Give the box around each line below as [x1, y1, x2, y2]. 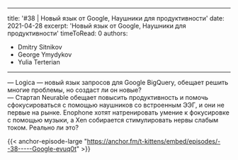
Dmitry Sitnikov [17, 43, 62, 51]
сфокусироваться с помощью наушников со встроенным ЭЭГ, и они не [7, 101, 225, 109]
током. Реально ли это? [7, 123, 79, 132]
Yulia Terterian [17, 58, 60, 66]
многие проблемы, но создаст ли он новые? [7, 86, 142, 94]
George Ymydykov [17, 50, 72, 59]
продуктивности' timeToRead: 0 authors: [7, 29, 128, 38]
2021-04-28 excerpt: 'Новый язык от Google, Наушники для [7, 22, 186, 30]
